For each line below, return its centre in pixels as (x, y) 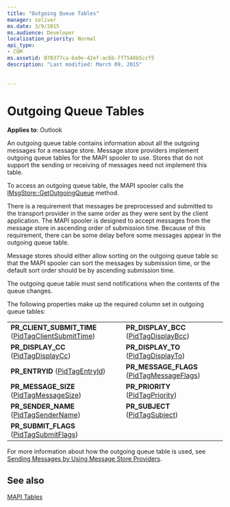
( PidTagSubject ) (152, 415)
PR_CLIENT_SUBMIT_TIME (54, 327)
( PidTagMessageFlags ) (163, 375)
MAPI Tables (25, 497)
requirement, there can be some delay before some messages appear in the (114, 235)
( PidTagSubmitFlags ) (44, 434)
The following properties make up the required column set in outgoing (105, 304)
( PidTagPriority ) (151, 395)
